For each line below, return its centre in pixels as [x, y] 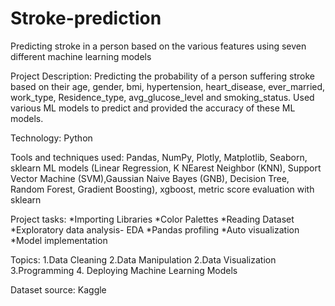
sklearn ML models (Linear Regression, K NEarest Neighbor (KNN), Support [166, 168]
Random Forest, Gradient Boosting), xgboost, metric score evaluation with [162, 189]
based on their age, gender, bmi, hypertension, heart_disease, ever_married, [168, 86]
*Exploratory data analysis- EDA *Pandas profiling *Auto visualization [155, 229]
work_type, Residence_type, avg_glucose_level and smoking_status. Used [162, 97]
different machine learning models [81, 56]
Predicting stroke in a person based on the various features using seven [158, 46]
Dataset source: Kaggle [58, 289]
